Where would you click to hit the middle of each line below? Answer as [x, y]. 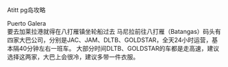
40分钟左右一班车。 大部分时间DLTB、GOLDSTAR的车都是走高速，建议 [119, 48]
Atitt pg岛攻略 [26, 10]
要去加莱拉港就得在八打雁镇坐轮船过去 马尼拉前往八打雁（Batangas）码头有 [114, 31]
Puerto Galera [27, 23]
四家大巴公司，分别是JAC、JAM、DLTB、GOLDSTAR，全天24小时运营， [110, 40]
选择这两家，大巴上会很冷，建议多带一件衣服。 [73, 57]
